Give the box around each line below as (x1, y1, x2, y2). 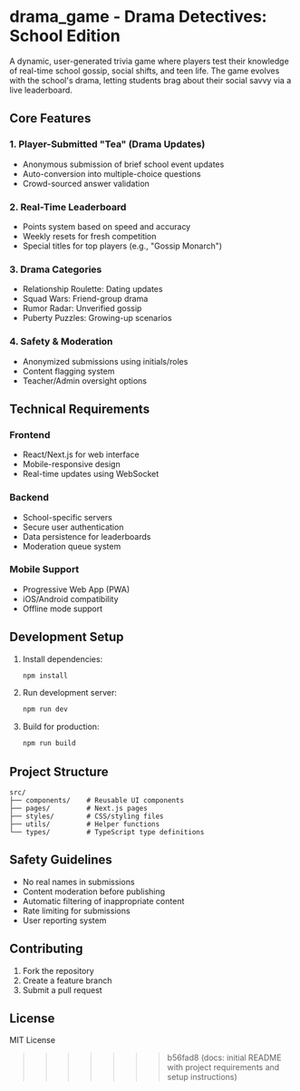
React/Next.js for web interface (22, 449, 140, 460)
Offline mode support (22, 603, 103, 614)
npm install (22, 671, 68, 680)
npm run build (22, 739, 76, 748)
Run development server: (22, 687, 118, 698)
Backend (9, 492, 50, 504)
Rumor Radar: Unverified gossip (22, 303, 142, 314)
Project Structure (9, 764, 109, 779)
